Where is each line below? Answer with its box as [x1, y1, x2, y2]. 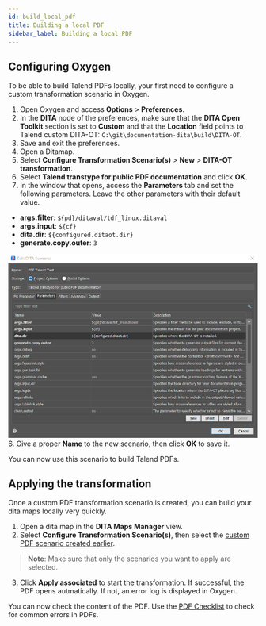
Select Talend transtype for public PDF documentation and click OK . [19, 172, 248, 182]
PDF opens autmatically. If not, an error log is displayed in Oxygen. [19, 586, 237, 596]
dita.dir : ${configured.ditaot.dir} [19, 230, 134, 240]
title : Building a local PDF [8, 21, 104, 29]
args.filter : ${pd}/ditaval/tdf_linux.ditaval [19, 213, 168, 222]
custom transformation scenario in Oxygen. [8, 90, 150, 99]
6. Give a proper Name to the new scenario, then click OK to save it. [8, 439, 230, 448]
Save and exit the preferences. [19, 139, 120, 148]
